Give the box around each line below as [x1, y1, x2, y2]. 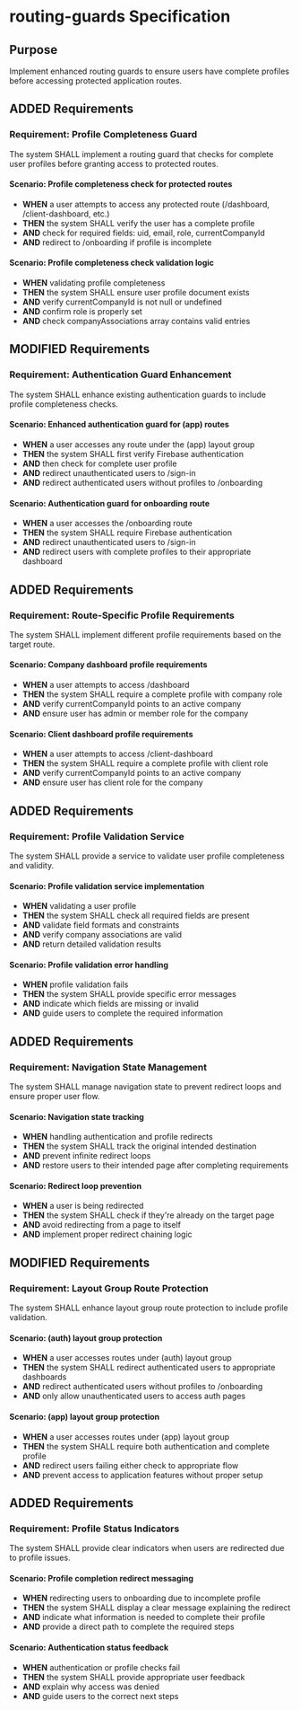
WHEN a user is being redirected [21, 1201, 144, 1212]
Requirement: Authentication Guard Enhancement [9, 368, 232, 381]
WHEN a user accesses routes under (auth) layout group [21, 1353, 233, 1363]
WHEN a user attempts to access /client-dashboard [21, 748, 213, 760]
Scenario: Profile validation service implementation [9, 880, 205, 891]
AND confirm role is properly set [21, 306, 143, 317]
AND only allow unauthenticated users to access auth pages [21, 1390, 246, 1402]
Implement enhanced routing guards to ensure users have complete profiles [9, 66, 289, 76]
